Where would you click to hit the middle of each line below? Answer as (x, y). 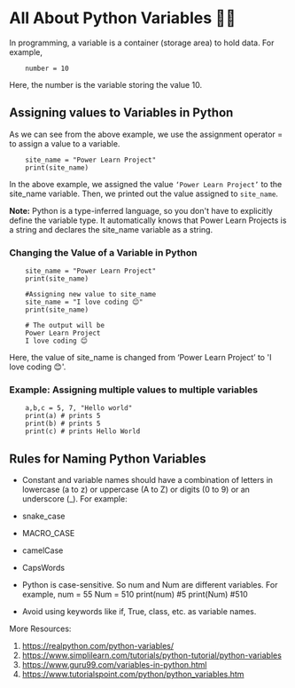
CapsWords (43, 568)
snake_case (43, 516)
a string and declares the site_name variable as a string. (111, 229)
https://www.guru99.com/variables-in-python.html (114, 665)
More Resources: (40, 629)
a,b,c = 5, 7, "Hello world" (79, 408)
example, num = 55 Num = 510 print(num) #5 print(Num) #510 (135, 595)
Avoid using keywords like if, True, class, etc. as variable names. (139, 612)
